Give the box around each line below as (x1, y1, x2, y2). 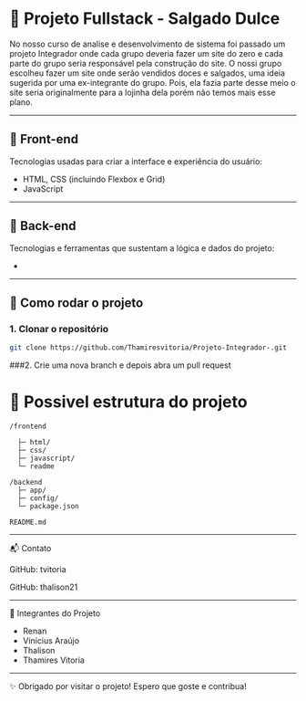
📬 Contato (9, 543, 52, 554)
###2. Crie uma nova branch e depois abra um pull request (9, 360, 232, 371)
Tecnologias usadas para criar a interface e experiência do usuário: (9, 155, 262, 167)
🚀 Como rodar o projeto (9, 295, 144, 310)
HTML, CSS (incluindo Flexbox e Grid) (22, 173, 166, 184)
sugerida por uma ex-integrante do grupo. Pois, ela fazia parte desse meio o (9, 77, 296, 88)
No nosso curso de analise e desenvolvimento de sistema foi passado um (9, 38, 286, 49)
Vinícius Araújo (22, 635, 80, 646)
